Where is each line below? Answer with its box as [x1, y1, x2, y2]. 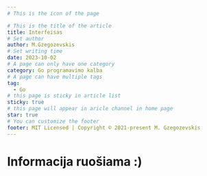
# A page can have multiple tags [7, 73, 103, 80]
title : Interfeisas [7, 29, 63, 36]
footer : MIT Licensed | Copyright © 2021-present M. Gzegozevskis [7, 124, 201, 131]
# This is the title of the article [7, 22, 112, 29]
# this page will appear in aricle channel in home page [7, 105, 173, 112]
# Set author [7, 35, 45, 42]
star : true [7, 112, 38, 118]
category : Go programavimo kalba [7, 66, 103, 74]
